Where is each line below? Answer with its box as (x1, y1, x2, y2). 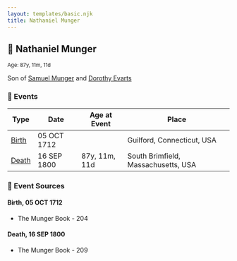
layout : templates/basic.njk (7, 10, 93, 18)
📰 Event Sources (7, 181, 65, 190)
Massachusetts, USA (127, 159, 197, 169)
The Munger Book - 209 (17, 245, 88, 254)
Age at (89, 110, 113, 120)
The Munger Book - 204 (17, 214, 88, 222)
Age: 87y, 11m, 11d (7, 61, 51, 69)
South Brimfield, (127, 151, 181, 161)
